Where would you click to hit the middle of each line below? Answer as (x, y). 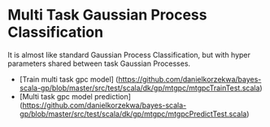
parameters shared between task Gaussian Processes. (99, 63)
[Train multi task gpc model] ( (69, 79)
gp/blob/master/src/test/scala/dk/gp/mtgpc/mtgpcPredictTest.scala (133, 114)
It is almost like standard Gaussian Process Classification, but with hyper (129, 55)
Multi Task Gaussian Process (107, 15)
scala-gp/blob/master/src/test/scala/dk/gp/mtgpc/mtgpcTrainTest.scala (139, 88)
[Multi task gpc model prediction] (75, 96)
